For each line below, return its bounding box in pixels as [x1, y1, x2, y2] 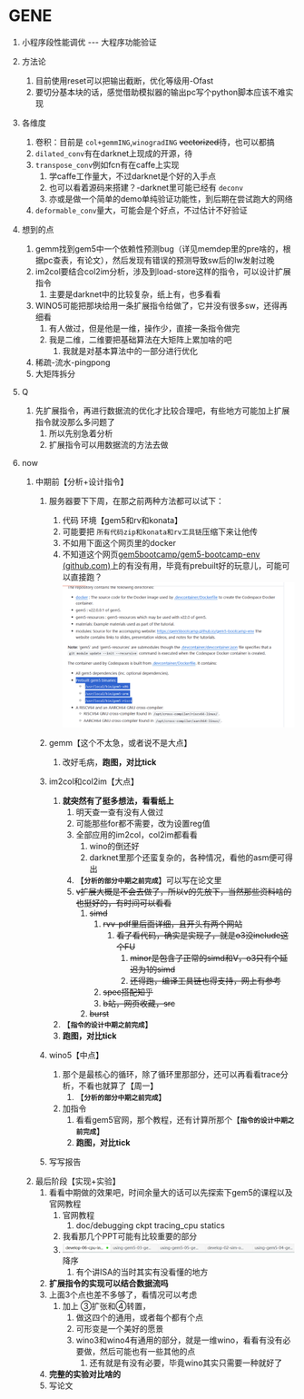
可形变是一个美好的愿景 [75, 1324, 164, 1335]
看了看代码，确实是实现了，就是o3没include [116, 930, 281, 941]
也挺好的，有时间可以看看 [75, 898, 172, 908]
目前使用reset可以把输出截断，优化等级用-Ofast [34, 74, 214, 86]
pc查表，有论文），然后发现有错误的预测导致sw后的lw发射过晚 [43, 254, 275, 265]
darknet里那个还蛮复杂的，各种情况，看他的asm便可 [89, 852, 285, 863]
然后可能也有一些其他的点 [99, 1346, 196, 1357]
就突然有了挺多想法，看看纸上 [62, 796, 174, 807]
